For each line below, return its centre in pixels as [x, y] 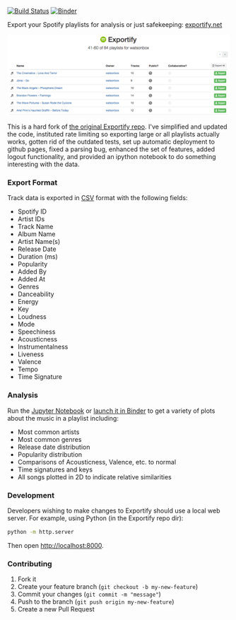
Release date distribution [54, 447]
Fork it [27, 579]
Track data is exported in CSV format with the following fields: [98, 198]
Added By [32, 271]
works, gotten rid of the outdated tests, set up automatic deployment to [111, 142]
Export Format [33, 182]
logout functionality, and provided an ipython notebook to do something [112, 157]
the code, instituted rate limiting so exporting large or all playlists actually [114, 134]
